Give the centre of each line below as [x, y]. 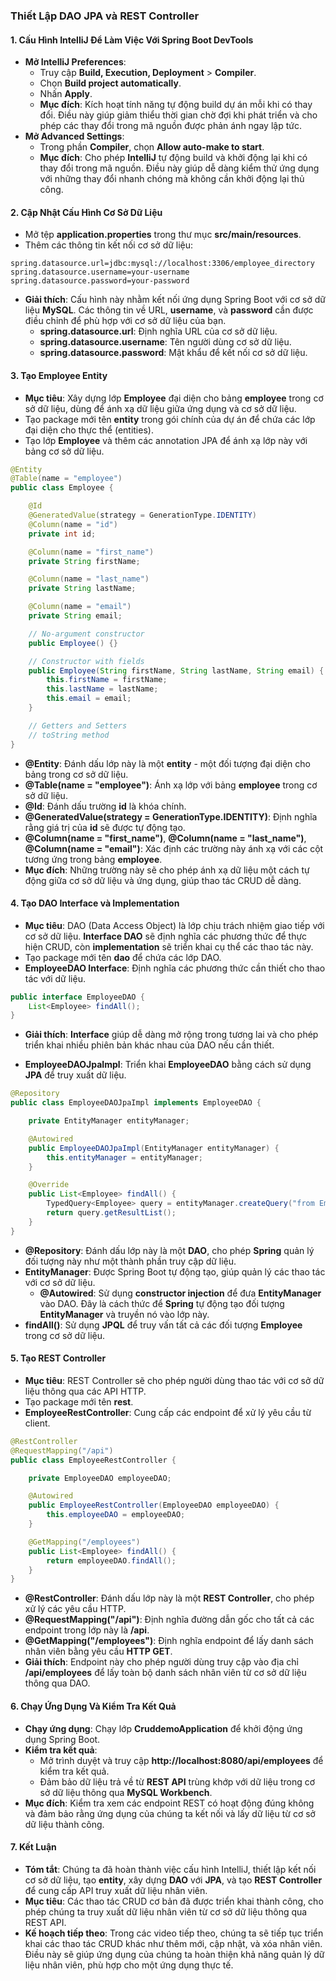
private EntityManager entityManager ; [109, 1121]
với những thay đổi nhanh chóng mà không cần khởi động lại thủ [172, 179]
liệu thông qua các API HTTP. [85, 1391]
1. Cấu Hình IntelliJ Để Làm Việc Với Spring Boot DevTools [132, 40]
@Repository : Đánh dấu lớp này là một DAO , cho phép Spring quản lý [169, 1250]
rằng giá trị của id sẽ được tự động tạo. [105, 827]
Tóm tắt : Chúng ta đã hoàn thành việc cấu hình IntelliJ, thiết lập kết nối [170, 1869]
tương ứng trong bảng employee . [93, 859]
